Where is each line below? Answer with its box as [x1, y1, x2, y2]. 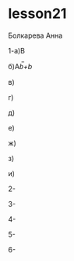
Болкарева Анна [8, 31, 63, 40]
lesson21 [8, 5, 67, 23]
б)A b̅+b [8, 61, 33, 71]
